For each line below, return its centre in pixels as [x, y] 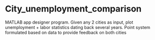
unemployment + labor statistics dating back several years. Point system [78, 27]
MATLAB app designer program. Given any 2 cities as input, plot [69, 22]
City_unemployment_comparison [73, 9]
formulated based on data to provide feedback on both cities [66, 32]
